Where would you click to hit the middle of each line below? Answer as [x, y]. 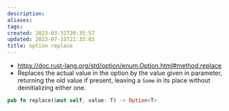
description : [26, 14]
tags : [15, 26]
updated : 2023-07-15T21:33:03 [51, 40]
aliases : [20, 20]
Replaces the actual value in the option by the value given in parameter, [120, 73]
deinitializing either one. [52, 88]
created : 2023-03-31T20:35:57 [51, 33]
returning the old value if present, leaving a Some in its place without [114, 80]
